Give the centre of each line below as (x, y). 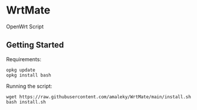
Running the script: (29, 86)
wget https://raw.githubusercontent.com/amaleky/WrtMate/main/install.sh (99, 97)
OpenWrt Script (25, 26)
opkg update (21, 70)
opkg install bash (29, 75)
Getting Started (35, 45)
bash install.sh (26, 102)
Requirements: (24, 59)
